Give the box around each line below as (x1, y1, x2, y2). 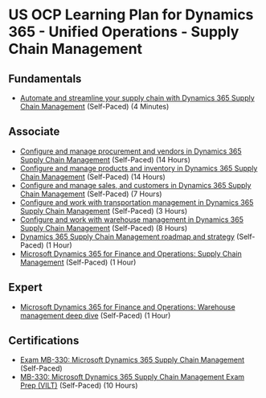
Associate (8, 125, 60, 138)
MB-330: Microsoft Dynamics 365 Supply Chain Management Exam (19, 372, 245, 382)
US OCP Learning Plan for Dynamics (8, 6, 254, 24)
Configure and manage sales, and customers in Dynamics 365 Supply (19, 180, 252, 190)
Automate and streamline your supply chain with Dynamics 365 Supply (19, 93, 255, 102)
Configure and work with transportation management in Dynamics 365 (19, 197, 254, 207)
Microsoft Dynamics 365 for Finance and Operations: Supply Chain (19, 248, 243, 258)
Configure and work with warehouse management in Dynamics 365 (19, 215, 243, 224)
